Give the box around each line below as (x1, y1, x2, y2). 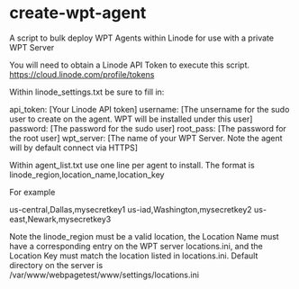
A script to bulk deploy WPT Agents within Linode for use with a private (9, 32, 275, 43)
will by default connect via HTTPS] (9, 142, 138, 153)
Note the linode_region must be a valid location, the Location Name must (9, 230, 279, 241)
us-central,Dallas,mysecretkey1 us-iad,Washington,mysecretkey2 (9, 203, 252, 214)
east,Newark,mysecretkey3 (9, 213, 112, 224)
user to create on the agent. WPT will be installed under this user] (9, 113, 253, 124)
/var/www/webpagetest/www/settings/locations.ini (9, 269, 200, 280)
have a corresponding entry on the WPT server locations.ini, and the (9, 240, 264, 251)
